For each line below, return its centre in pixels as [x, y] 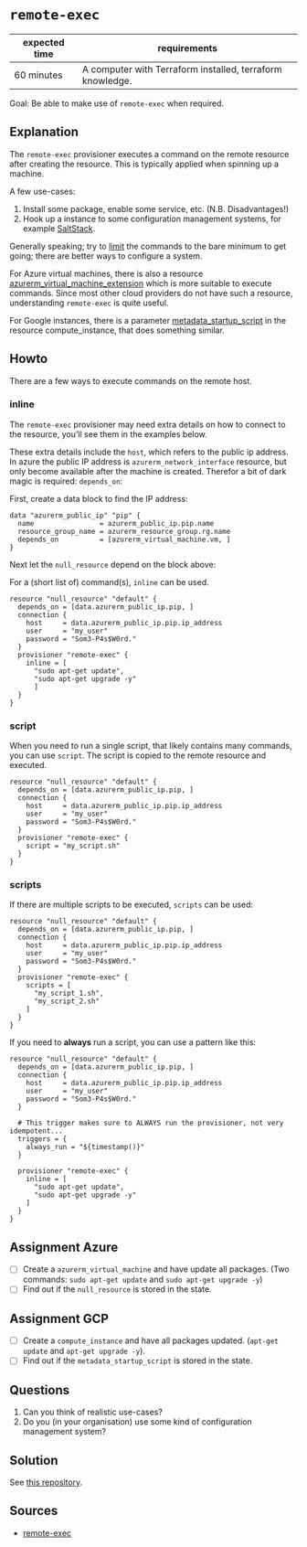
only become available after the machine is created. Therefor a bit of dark [148, 471]
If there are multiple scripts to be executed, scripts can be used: [132, 905]
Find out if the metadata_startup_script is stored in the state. [138, 1360]
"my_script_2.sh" [67, 1002]
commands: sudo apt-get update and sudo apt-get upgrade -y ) [143, 1280]
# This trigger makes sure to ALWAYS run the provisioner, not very [151, 1123]
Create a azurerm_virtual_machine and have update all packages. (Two [156, 1269]
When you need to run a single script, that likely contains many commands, [151, 746]
